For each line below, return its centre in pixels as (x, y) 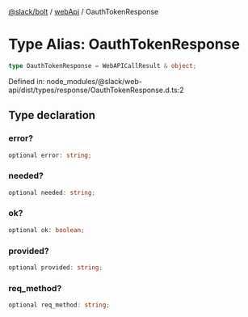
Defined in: (27, 81)
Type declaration (52, 115)
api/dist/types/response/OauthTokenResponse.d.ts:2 (96, 90)
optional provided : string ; (56, 268)
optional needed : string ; (52, 192)
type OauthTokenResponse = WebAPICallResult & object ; (103, 66)
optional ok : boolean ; (46, 230)
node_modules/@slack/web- (95, 81)
